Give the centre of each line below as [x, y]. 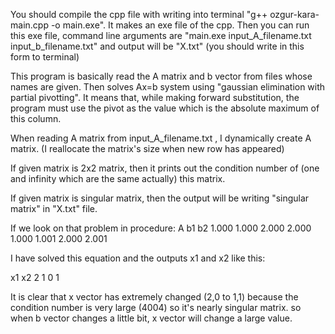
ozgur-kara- [294, 14]
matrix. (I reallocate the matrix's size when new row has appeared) [147, 148]
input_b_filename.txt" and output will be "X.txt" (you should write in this [157, 46]
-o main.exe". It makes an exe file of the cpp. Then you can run [180, 25]
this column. [36, 118]
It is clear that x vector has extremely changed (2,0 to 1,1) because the [154, 297]
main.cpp [29, 25]
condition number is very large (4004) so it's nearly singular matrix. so [156, 307]
